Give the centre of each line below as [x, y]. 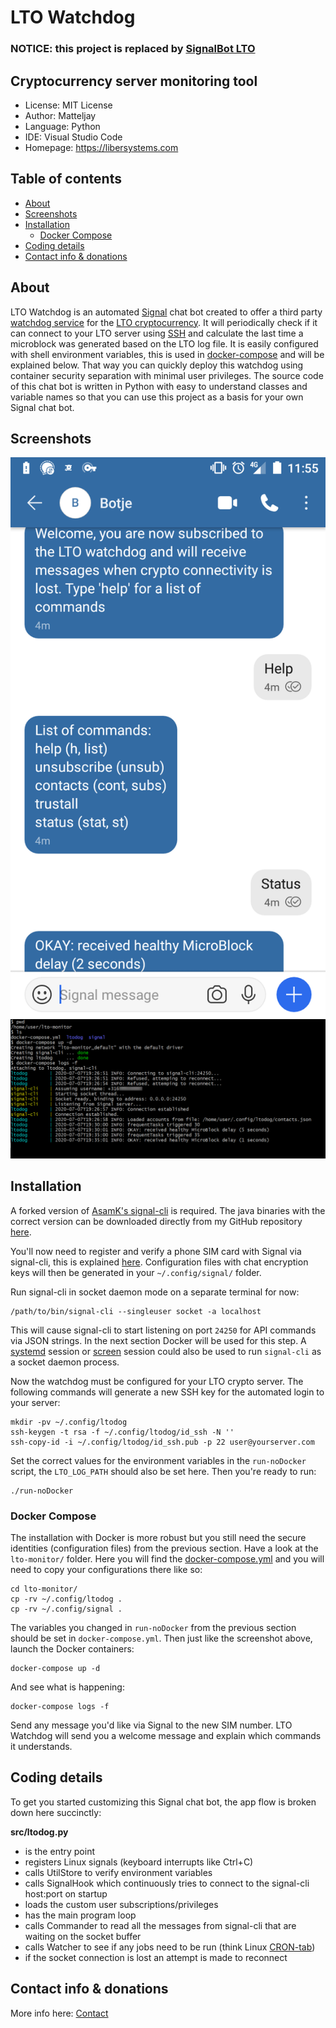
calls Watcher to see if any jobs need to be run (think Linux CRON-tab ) [170, 1947]
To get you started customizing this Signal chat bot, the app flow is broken [163, 1802]
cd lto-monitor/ [44, 1589]
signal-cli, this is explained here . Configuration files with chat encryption [159, 1262]
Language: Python [62, 126]
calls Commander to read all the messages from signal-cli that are [160, 1925]
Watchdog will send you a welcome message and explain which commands [166, 1735]
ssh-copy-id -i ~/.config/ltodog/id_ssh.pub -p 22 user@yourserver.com [162, 1442]
